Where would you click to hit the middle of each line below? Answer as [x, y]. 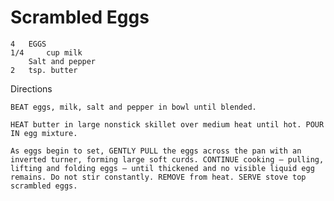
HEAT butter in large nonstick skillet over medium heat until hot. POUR [167, 124]
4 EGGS [28, 44]
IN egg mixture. [44, 133]
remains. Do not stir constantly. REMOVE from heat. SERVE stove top [158, 177]
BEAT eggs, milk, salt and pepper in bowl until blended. [133, 107]
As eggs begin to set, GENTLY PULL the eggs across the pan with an [156, 151]
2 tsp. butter [44, 70]
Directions [31, 88]
